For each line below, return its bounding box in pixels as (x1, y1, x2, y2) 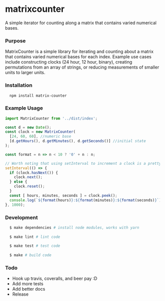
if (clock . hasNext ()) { (9, 170, 58, 175)
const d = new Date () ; (5, 125, 52, 130)
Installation (5, 82, 33, 89)
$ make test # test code (9, 243, 60, 249)
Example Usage (5, 105, 43, 112)
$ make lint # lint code (9, 234, 60, 239)
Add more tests (12, 281, 44, 287)
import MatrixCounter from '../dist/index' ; (5, 116, 98, 121)
